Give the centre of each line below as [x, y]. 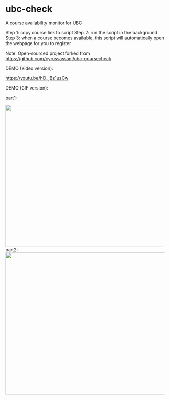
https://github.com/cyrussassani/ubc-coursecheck [58, 58]
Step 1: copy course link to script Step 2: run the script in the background [81, 32]
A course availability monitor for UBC [44, 23]
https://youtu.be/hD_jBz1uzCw [37, 78]
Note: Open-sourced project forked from [48, 53]
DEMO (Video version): [29, 68]
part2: [12, 250]
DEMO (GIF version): [27, 88]
